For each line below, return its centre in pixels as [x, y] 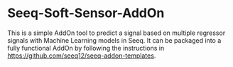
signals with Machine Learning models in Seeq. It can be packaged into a [114, 40]
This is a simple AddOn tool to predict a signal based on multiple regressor [116, 33]
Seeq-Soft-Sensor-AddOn [86, 13]
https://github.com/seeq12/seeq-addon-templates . [82, 56]
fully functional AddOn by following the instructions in [86, 48]
